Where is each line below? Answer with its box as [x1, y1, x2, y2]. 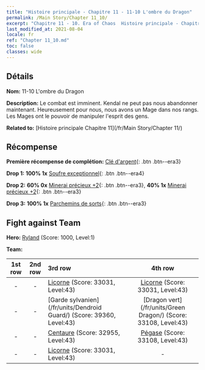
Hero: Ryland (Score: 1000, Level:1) [6, 234, 95, 241]
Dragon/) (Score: [138, 311, 187, 319]
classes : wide [6, 49, 43, 55]
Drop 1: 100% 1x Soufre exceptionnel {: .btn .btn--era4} [6, 170, 145, 177]
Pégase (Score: [140, 328, 185, 337]
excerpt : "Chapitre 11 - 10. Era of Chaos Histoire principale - [6, 20, 179, 26]
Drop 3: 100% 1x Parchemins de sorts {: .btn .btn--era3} [6, 200, 147, 208]
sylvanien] [69, 296, 99, 304]
